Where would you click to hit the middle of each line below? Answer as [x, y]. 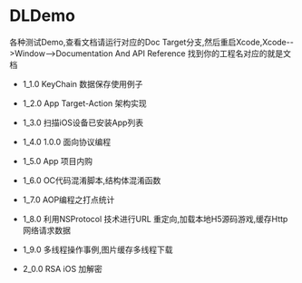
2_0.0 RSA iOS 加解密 [62, 268]
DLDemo [42, 16]
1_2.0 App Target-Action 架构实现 [84, 103]
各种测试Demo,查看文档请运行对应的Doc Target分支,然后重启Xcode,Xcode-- [152, 42]
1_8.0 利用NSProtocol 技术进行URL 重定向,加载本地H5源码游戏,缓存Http [155, 219]
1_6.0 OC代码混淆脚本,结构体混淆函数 [92, 180]
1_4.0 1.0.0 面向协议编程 [67, 141]
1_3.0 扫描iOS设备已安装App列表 [83, 122]
